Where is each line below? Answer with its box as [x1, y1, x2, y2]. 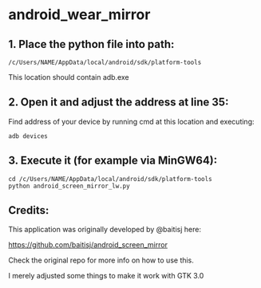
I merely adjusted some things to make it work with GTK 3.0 [8, 271, 204, 281]
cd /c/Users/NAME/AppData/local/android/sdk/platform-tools [8, 175, 213, 183]
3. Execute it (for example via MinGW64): [8, 154, 218, 168]
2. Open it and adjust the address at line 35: [8, 96, 229, 109]
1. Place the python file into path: [8, 37, 175, 51]
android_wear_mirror [8, 6, 151, 24]
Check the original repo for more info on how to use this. [8, 255, 194, 265]
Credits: [8, 203, 49, 217]
